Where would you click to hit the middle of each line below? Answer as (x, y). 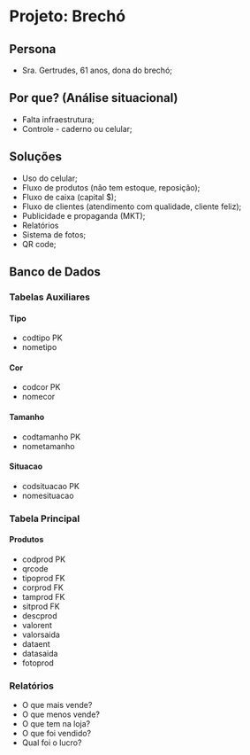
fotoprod (38, 663)
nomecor (38, 397)
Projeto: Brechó (68, 16)
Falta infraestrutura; (58, 119)
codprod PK (44, 559)
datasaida (40, 653)
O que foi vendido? (56, 734)
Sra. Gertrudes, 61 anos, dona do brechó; (97, 70)
